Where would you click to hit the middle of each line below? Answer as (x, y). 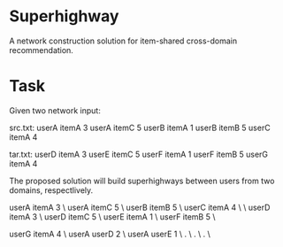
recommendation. (41, 50)
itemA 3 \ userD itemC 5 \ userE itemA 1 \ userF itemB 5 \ (112, 216)
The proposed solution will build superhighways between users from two (142, 181)
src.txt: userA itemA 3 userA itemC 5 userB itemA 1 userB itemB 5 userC (140, 127)
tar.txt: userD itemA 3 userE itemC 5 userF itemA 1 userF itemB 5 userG (138, 154)
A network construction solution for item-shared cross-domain (123, 41)
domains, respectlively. (51, 190)
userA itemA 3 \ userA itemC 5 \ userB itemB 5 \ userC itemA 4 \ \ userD (140, 207)
